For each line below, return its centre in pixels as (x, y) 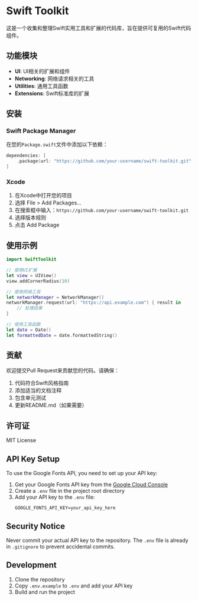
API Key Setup (33, 459)
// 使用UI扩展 (22, 270)
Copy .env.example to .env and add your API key (74, 586)
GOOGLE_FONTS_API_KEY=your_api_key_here (65, 508)
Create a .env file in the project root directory (70, 491)
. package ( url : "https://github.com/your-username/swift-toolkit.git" (104, 161)
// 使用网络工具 (23, 292)
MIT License (21, 440)
